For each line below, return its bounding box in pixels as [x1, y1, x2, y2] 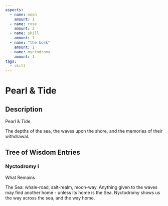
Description [5, 105, 43, 114]
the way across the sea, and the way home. [5, 194, 95, 201]
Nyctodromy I [5, 163, 39, 170]
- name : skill [10, 31, 39, 36]
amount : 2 [14, 26, 35, 31]
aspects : [5, 7, 24, 13]
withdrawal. [5, 134, 30, 140]
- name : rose [10, 21, 37, 27]
